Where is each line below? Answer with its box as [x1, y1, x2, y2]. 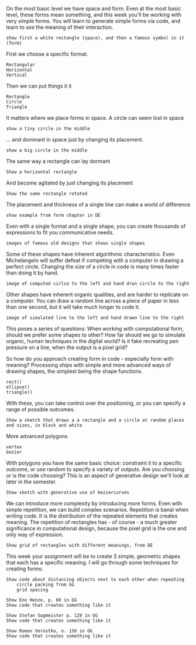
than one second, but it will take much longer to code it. [6, 304, 140, 310]
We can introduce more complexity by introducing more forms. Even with [6, 500, 183, 507]
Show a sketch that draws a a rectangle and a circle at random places [6, 417, 184, 423]
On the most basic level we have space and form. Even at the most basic [6, 5, 181, 12]
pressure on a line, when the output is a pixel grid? [6, 344, 128, 351]
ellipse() [6, 384, 30, 390]
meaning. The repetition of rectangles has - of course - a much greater [6, 519, 177, 525]
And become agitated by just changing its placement [6, 179, 133, 186]
